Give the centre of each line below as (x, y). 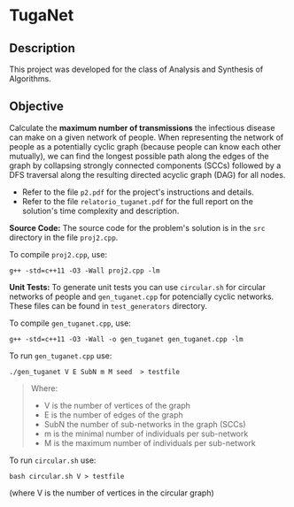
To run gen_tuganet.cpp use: (61, 356)
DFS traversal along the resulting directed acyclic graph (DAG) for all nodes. (147, 174)
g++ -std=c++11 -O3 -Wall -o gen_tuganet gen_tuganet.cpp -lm (126, 339)
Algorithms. (30, 79)
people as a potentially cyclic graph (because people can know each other (145, 146)
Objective (37, 107)
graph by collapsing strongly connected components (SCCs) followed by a (145, 165)
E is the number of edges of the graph (113, 415)
